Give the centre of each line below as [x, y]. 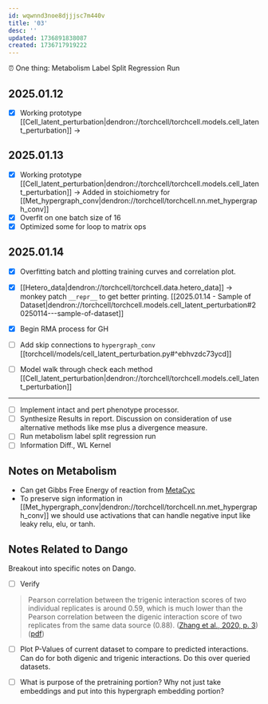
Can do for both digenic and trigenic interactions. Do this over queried [135, 659]
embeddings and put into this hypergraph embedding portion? [122, 691]
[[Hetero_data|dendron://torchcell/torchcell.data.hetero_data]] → [126, 287]
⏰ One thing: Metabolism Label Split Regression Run [94, 68]
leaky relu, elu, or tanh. [57, 524]
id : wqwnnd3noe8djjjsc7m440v [57, 16]
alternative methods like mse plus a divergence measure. [114, 428]
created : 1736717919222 [48, 45]
